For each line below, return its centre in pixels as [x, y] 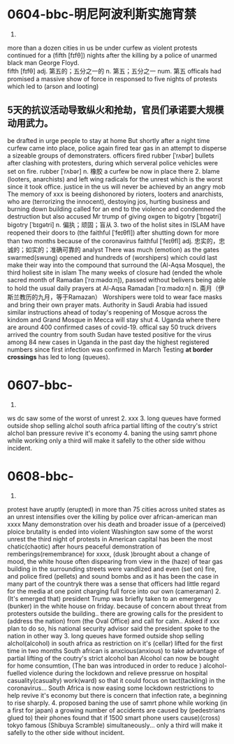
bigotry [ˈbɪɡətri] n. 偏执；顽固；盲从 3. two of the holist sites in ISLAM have [116, 224]
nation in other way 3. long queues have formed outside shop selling [106, 635]
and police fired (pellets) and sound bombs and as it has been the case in [113, 576]
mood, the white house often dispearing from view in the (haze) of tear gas [115, 561]
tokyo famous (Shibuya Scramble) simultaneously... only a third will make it [115, 725]
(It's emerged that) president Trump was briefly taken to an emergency [109, 598]
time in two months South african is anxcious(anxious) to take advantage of [116, 650]
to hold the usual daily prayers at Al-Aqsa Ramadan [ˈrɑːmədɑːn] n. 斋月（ [113, 288]
